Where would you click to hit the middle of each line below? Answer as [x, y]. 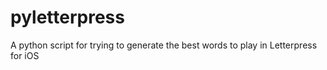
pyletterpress [67, 17]
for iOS [25, 55]
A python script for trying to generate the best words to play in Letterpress [164, 45]
